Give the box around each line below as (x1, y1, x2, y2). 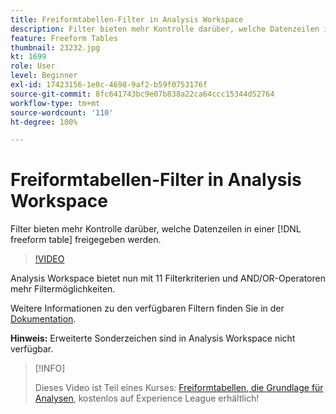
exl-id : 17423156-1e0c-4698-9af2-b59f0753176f (10, 80, 208, 90)
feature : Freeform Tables (10, 33, 118, 43)
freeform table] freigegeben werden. (10, 234, 162, 246)
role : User (10, 61, 56, 71)
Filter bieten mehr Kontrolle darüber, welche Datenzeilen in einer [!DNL (10, 223, 302, 235)
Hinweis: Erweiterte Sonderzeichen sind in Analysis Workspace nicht (10, 332, 296, 345)
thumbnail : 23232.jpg (10, 42, 101, 53)
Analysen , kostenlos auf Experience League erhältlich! (34, 392, 260, 405)
